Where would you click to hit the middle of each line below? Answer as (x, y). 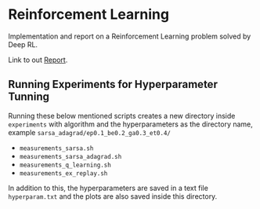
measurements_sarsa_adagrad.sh (70, 156)
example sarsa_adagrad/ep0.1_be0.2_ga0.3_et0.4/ (89, 132)
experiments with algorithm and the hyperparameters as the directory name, (130, 124)
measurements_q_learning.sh (65, 165)
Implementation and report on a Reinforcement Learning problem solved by (130, 36)
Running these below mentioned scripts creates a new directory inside (122, 115)
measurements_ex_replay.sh (63, 173)
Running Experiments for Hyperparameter (113, 84)
